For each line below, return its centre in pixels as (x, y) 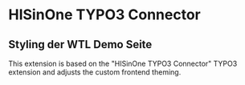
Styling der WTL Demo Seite (80, 45)
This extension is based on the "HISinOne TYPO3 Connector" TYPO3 (123, 63)
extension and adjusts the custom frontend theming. (95, 72)
